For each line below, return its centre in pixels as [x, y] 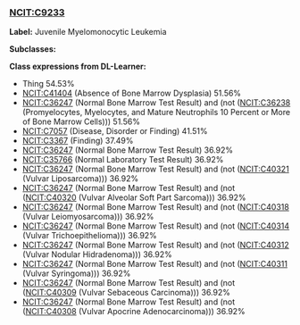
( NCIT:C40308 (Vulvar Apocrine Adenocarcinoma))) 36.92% [133, 312]
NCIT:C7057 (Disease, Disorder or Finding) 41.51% [115, 131]
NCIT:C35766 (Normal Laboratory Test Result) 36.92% [123, 160]
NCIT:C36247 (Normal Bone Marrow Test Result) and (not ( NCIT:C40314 [156, 226]
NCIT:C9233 [37, 12]
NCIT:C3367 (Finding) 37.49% [78, 141]
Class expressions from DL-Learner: [78, 67]
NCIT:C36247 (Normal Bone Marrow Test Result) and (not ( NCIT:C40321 [156, 169]
